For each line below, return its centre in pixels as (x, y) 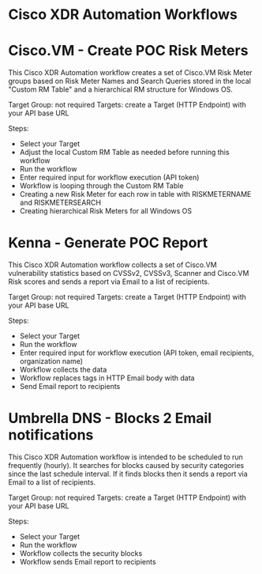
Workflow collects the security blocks (81, 553)
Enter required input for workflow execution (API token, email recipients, (137, 353)
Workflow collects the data (63, 370)
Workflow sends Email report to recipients (88, 562)
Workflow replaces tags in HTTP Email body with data (107, 378)
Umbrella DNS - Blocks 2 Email (110, 419)
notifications (51, 435)
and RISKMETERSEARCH (60, 202)
